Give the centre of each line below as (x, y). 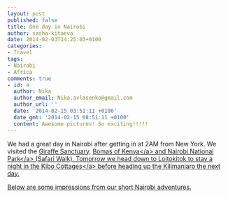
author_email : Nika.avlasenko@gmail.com (73, 98)
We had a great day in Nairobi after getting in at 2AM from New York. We (112, 144)
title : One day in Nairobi (47, 26)
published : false (33, 20)
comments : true (29, 78)
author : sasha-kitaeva (40, 33)
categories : (24, 46)
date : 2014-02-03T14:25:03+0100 (54, 40)
